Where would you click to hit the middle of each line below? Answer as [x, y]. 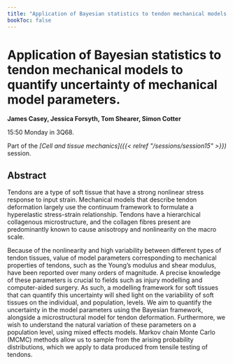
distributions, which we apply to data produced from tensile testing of [107, 347]
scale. [16, 237]
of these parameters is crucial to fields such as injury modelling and [105, 280]
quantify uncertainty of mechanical [113, 84]
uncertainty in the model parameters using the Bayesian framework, [105, 310]
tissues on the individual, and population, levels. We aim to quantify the [110, 302]
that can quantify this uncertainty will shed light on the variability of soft [111, 295]
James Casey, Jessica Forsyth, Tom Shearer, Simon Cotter [94, 119]
